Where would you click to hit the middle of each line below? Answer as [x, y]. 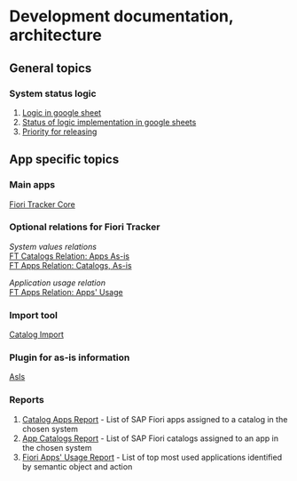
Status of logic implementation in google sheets [109, 122]
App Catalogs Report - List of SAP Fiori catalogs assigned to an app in [150, 438]
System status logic [53, 93]
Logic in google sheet [62, 112]
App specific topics [64, 160]
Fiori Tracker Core [42, 204]
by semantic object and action [77, 466]
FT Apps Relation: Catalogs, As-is [70, 265]
